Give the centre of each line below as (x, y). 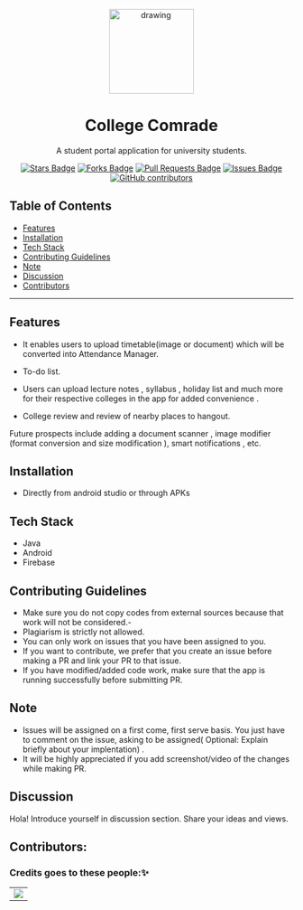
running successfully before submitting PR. (102, 680)
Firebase (39, 563)
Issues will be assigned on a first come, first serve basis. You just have (154, 730)
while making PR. (55, 768)
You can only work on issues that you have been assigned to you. (144, 641)
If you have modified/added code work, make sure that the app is (144, 670)
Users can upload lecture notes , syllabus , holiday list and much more (153, 389)
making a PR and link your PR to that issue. (102, 661)
